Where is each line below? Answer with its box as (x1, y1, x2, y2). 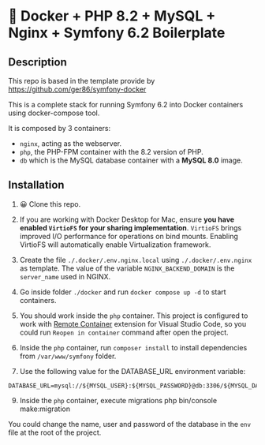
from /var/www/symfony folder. (19, 351, 117, 361)
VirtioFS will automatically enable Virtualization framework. (19, 240, 211, 249)
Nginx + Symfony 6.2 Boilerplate (8, 24, 226, 42)
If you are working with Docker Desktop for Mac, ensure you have (19, 215, 235, 224)
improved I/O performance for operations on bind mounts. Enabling (19, 231, 238, 241)
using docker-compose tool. (8, 108, 100, 118)
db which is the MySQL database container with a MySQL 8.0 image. (19, 155, 243, 165)
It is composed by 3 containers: (8, 124, 111, 133)
